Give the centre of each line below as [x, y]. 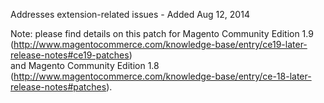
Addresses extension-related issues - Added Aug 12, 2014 [130, 14]
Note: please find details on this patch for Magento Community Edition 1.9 [162, 33]
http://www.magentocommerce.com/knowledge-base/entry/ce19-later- [160, 44]
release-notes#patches [58, 87]
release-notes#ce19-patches [70, 55]
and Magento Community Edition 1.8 [85, 65]
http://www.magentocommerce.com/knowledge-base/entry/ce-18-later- [162, 76]
